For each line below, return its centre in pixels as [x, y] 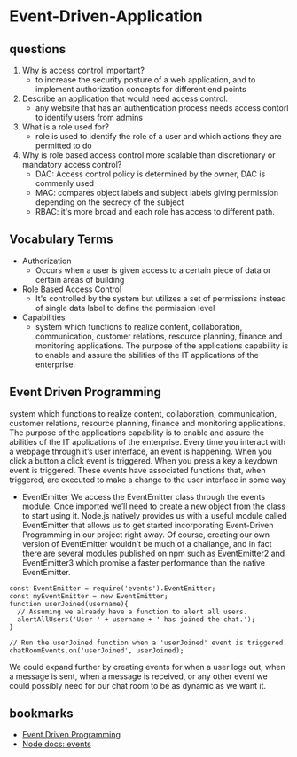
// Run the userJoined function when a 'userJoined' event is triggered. [148, 643]
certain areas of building [80, 279]
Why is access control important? [83, 70]
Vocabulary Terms [61, 240]
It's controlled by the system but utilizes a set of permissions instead [160, 298]
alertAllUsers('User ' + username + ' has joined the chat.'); [136, 619]
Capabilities [43, 317]
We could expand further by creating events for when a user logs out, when [147, 667]
